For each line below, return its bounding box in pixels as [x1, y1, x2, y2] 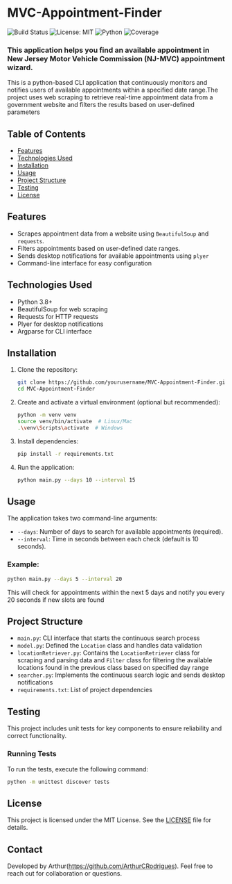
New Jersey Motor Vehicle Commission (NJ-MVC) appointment [7, 54, 225, 63]
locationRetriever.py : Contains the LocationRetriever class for [17, 648, 200, 657]
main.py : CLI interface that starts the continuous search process [17, 634, 200, 642]
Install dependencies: [17, 436, 79, 445]
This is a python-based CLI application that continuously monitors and [7, 79, 208, 87]
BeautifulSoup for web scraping [17, 304, 108, 313]
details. [7, 824, 28, 832]
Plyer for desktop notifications [17, 320, 104, 328]
